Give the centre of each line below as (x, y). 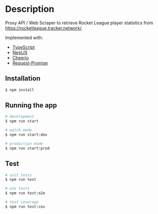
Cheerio (20, 57)
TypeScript (24, 47)
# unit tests (19, 175)
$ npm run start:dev (26, 135)
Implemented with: (24, 38)
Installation (23, 78)
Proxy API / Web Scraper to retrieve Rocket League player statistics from (79, 23)
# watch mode (19, 130)
